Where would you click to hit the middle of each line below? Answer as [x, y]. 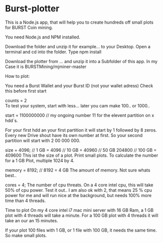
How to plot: [17, 76]
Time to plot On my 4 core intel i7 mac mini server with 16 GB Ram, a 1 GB [79, 210]
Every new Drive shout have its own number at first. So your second [74, 135]
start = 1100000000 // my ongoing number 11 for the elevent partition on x [80, 115]
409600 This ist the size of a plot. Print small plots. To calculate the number [82, 155]
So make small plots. [26, 235]
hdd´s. [12, 120]
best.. [11, 175]
